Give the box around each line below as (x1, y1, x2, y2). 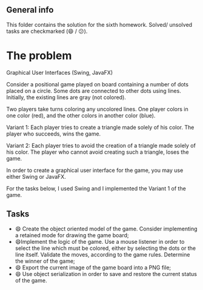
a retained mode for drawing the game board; (15, 231, 129, 239)
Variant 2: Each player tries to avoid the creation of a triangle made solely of (6, 142, 196, 149)
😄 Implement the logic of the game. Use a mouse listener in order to (15, 238, 185, 245)
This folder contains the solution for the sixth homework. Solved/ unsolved (6, 21, 193, 28)
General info (6, 5, 54, 15)
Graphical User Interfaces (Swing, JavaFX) (6, 69, 113, 76)
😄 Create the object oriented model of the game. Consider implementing (15, 225, 198, 232)
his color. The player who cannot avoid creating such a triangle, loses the (6, 148, 189, 156)
